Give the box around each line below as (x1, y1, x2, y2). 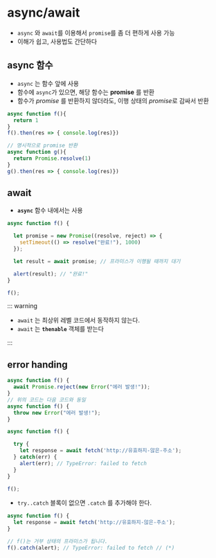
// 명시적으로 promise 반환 (7, 142, 78, 150)
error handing (7, 359, 68, 370)
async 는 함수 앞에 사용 (17, 79, 80, 87)
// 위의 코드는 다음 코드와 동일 (7, 396, 87, 403)
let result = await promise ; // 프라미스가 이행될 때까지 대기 (13, 258, 181, 264)
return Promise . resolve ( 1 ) (13, 155, 91, 162)
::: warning (7, 302, 38, 310)
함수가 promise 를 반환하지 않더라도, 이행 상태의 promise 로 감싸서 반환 (17, 96, 209, 105)
